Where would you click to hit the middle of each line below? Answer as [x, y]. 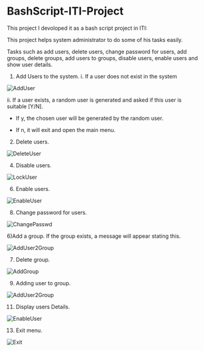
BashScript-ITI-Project [65, 11]
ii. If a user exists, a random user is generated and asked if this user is [94, 100]
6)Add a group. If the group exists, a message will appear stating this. [94, 236]
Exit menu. [29, 330]
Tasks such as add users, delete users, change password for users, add [97, 51]
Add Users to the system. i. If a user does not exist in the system [96, 76]
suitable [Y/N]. [25, 106]
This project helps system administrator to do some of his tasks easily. [95, 40]
